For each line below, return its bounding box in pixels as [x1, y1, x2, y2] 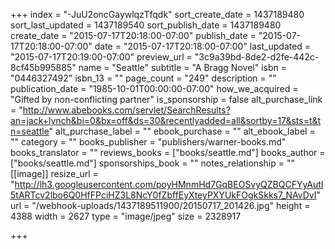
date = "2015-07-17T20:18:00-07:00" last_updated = [94, 40, 312, 52]
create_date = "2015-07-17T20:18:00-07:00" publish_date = [10, 30, 257, 41]
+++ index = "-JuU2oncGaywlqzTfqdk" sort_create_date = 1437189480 [10, 9, 305, 20]
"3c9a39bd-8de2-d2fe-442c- [194, 51, 320, 63]
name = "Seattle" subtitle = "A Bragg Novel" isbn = [78, 62, 287, 73]
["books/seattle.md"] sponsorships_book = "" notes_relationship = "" [10, 157, 295, 169]
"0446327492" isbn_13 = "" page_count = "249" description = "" [10, 72, 277, 84]
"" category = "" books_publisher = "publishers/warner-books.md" [10, 136, 287, 148]
